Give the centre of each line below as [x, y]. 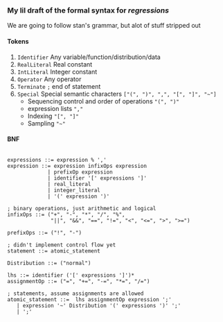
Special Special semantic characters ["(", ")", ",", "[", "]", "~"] [117, 94]
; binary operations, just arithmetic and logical [82, 208]
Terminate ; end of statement [59, 86]
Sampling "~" [46, 123]
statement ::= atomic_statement [54, 251]
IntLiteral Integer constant [57, 71]
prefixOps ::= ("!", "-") [44, 232]
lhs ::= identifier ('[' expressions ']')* [71, 275]
